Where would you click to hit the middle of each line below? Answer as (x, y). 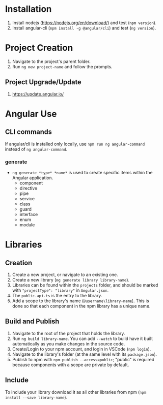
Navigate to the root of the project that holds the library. (68, 333)
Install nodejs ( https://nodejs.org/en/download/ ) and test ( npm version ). (84, 23)
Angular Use (31, 114)
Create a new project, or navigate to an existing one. (65, 275)
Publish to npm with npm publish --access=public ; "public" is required (83, 359)
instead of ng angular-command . (36, 149)
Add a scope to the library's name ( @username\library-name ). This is (81, 301)
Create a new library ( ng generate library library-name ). (71, 280)
